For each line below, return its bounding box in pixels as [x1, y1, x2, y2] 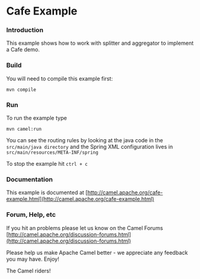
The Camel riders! [6, 267, 51, 274]
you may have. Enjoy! [6, 255, 59, 263]
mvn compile [6, 87, 36, 93]
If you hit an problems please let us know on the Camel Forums [6, 224, 163, 231]
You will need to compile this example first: [6, 74, 113, 82]
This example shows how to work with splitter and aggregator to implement [6, 39, 194, 47]
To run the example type [6, 114, 68, 122]
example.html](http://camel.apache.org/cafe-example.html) [6, 195, 155, 203]
